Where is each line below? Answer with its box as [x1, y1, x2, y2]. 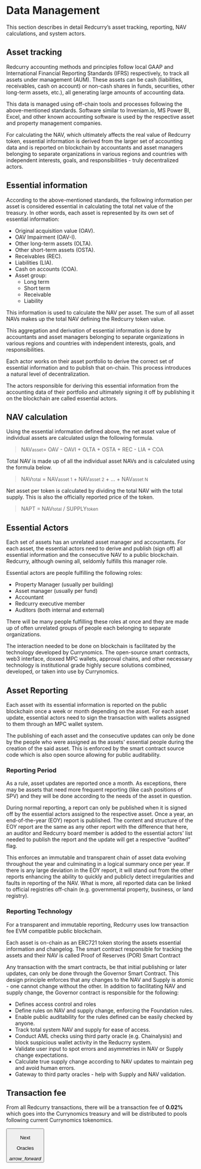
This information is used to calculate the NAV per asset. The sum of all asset [6, 308, 194, 316]
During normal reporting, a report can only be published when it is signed [6, 804, 187, 811]
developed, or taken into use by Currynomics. [6, 668, 119, 675]
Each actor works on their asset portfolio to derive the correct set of [6, 358, 174, 365]
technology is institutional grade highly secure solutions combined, [6, 661, 172, 669]
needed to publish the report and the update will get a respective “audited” [6, 836, 191, 843]
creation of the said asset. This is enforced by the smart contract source [6, 745, 184, 752]
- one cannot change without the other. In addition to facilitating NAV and [6, 982, 187, 990]
